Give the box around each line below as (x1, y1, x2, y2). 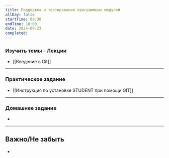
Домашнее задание (5, 104, 57, 111)
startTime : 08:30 (5, 17, 42, 22)
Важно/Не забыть (5, 135, 64, 143)
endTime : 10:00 (5, 21, 37, 27)
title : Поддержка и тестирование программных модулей (5, 7, 121, 13)
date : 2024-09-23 (5, 26, 42, 31)
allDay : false (5, 12, 35, 17)
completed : (5, 31, 28, 36)
